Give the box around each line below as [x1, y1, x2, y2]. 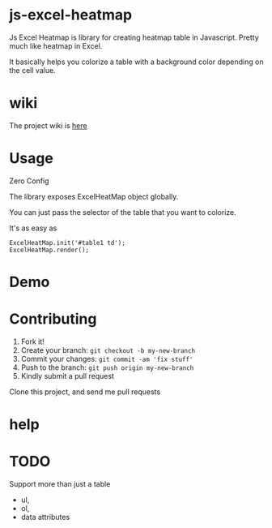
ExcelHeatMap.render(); [9, 246, 90, 254]
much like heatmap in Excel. [9, 41, 103, 50]
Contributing [9, 310, 97, 328]
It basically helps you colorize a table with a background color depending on [9, 57, 264, 67]
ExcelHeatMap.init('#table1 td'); [9, 238, 126, 247]
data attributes [20, 513, 70, 522]
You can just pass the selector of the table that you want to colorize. [9, 207, 237, 217]
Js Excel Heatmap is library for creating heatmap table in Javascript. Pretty [9, 32, 260, 42]
